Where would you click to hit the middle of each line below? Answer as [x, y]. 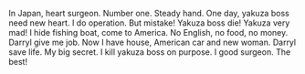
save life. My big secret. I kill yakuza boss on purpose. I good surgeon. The [150, 52]
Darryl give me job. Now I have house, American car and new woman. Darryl [152, 42]
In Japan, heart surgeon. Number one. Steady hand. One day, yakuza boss [149, 13]
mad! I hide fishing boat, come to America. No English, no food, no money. [148, 32]
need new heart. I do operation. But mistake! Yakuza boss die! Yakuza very [149, 23]
